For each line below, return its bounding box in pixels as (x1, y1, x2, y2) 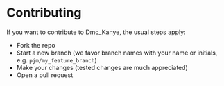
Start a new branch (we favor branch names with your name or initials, (16, 49, 218, 57)
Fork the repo (16, 41, 56, 49)
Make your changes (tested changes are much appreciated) (16, 63, 188, 71)
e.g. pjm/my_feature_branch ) (16, 55, 98, 64)
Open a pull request (16, 71, 74, 79)
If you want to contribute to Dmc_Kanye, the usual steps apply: (6, 28, 186, 36)
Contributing (6, 5, 82, 21)
